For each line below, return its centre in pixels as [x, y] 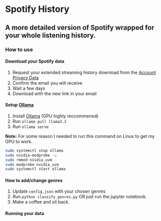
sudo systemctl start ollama [35, 169]
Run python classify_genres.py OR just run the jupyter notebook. [80, 197]
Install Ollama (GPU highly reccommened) [55, 116]
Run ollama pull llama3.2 [39, 121]
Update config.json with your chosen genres [59, 191]
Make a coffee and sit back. [41, 202]
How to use [19, 49]
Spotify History [37, 9]
